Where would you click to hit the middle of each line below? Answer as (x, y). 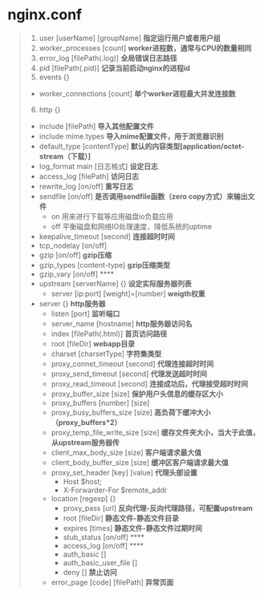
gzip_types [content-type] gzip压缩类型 (105, 265)
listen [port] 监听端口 (85, 314)
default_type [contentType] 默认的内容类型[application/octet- (142, 146)
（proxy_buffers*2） (86, 422)
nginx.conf (45, 15)
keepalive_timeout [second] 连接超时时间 (107, 236)
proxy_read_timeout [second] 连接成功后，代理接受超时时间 (150, 383)
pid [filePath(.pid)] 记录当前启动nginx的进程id (114, 68)
